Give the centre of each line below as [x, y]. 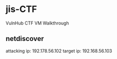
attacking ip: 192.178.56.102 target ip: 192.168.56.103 [59, 50]
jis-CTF [21, 9]
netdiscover [25, 39]
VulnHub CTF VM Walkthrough [37, 23]
